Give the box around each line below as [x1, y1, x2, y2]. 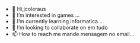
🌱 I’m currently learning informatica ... [11, 18, 104, 24]
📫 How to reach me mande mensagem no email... [11, 31, 135, 37]
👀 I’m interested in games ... [11, 12, 80, 19]
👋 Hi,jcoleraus [11, 6, 46, 12]
